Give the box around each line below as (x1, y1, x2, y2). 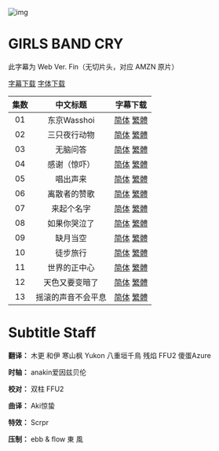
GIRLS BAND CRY (8, 35, 124, 53)
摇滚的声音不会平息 (35, 291, 108, 302)
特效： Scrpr (8, 417, 49, 427)
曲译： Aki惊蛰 (8, 401, 55, 410)
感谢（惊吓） (47, 158, 96, 169)
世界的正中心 (47, 262, 96, 273)
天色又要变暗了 (43, 276, 100, 287)
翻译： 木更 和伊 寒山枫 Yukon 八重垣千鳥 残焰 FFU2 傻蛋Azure (8, 350, 212, 360)
